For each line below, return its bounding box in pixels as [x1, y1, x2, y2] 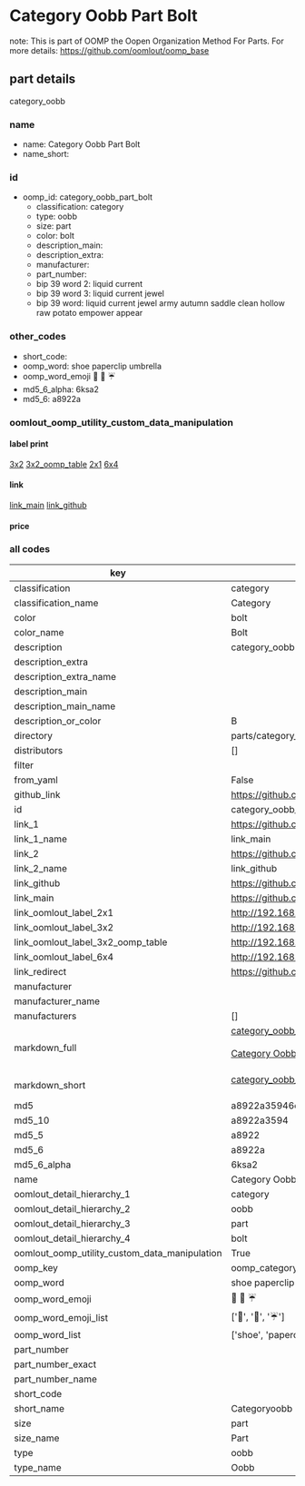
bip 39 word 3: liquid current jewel [35, 288, 165, 300]
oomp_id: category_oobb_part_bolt [22, 192, 152, 202]
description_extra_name [14, 670, 116, 683]
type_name [14, 1461, 62, 1473]
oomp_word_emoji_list [14, 1312, 109, 1324]
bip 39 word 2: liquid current [35, 279, 143, 290]
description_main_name [14, 700, 116, 713]
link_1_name [14, 832, 68, 845]
